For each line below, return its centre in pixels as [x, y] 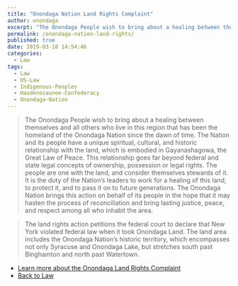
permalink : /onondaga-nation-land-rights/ [71, 34]
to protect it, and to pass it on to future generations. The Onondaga [123, 188]
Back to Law [36, 275]
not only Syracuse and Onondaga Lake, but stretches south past [119, 247]
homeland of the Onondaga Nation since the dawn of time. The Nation [127, 135]
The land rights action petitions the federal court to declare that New [125, 224]
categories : [25, 54]
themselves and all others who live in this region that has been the [121, 127]
